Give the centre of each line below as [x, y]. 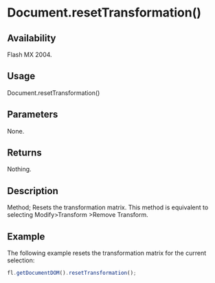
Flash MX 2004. [30, 54]
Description [33, 191]
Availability [32, 38]
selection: [21, 260]
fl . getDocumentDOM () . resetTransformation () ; [72, 273]
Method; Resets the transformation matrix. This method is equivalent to [108, 207]
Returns [25, 153]
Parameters [33, 115]
